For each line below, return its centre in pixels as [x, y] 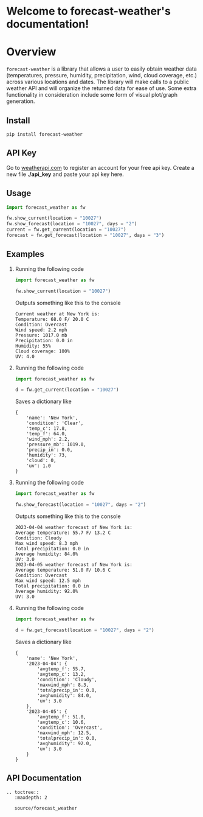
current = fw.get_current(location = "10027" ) [66, 230]
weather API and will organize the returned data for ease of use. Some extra [101, 88]
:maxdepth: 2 [31, 798]
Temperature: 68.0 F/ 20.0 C [52, 319]
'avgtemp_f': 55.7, [62, 669]
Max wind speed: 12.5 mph [48, 581]
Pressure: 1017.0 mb [41, 335]
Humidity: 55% [33, 346]
